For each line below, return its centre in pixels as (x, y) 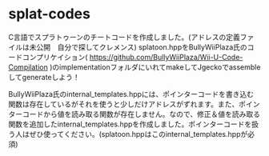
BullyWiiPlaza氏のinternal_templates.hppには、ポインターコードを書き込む (131, 94)
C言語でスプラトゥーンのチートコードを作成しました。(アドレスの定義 (124, 37)
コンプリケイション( (55, 57)
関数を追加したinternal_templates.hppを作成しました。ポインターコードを (130, 124)
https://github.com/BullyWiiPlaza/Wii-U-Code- (166, 57)
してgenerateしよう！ (44, 77)
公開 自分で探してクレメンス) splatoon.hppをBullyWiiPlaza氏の (142, 47)
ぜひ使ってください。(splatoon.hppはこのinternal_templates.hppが (139, 134)
